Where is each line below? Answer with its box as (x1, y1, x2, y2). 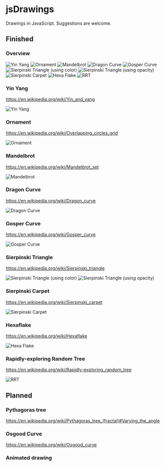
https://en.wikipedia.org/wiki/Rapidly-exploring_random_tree (6, 367, 132, 373)
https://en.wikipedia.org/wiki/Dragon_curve (6, 198, 96, 204)
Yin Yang (6, 85, 28, 92)
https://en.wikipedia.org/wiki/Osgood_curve (6, 442, 97, 448)
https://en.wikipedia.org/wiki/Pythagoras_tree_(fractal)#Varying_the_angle (6, 418, 160, 424)
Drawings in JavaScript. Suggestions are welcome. (6, 20, 112, 26)
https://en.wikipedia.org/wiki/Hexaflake (6, 333, 88, 339)
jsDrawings (6, 4, 54, 15)
